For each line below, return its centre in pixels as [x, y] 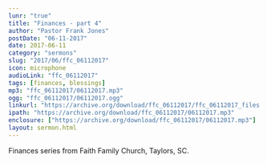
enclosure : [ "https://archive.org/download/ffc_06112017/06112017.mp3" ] [132, 120]
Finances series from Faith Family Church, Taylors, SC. [99, 150]
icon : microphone [37, 68]
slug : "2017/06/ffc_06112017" [59, 61]
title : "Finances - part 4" [55, 23]
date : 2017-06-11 [37, 46]
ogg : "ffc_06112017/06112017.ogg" [66, 98]
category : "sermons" [43, 53]
